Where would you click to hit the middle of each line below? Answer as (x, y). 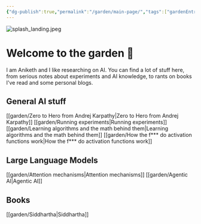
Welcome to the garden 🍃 (70, 53)
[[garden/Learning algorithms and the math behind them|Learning (87, 129)
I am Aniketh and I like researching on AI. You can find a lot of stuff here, (95, 70)
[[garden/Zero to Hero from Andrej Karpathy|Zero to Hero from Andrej (92, 116)
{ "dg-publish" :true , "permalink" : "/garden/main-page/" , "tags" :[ (87, 12)
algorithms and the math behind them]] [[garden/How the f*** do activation (99, 135)
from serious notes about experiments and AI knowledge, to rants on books (99, 76)
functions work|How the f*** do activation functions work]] (79, 141)
